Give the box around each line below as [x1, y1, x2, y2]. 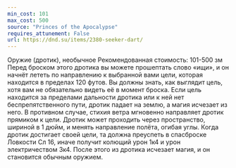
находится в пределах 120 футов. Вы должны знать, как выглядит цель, [7, 78, 223, 86]
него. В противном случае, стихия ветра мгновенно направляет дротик [7, 108, 224, 117]
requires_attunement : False [7, 30, 90, 37]
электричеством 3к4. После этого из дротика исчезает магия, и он [7, 146, 211, 154]
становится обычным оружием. [7, 153, 104, 162]
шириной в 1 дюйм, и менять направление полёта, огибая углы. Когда [7, 123, 219, 131]
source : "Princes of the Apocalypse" [7, 23, 118, 30]
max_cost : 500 [7, 17, 49, 24]
